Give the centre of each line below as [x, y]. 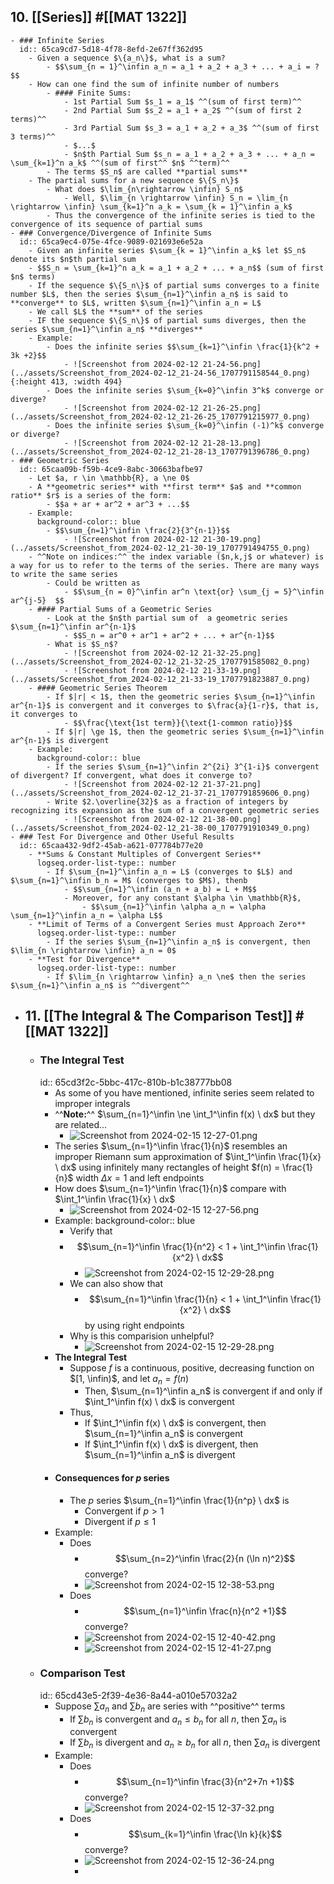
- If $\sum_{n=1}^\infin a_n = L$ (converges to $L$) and [169, 871]
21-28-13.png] [232, 443]
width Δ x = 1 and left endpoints [140, 1177]
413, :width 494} [86, 381]
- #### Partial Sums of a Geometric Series [120, 609]
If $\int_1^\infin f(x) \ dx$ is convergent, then [175, 1423]
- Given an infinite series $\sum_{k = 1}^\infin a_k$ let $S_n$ [167, 250]
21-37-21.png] [232, 784]
